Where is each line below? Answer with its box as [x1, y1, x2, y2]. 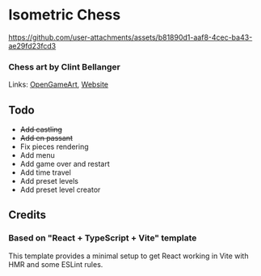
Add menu [19, 151, 55, 160]
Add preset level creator [19, 185, 101, 195]
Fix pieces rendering [19, 142, 89, 151]
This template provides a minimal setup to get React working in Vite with [8, 251, 249, 261]
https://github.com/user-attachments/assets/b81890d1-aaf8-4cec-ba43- [8, 32, 253, 42]
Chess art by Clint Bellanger [8, 61, 121, 72]
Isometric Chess [8, 6, 121, 24]
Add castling [19, 125, 63, 134]
